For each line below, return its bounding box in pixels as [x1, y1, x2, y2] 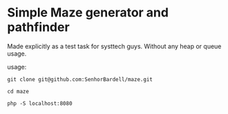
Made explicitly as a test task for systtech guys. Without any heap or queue [7, 42, 222, 50]
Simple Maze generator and [7, 5, 169, 21]
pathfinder [7, 19, 70, 35]
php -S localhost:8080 [7, 100, 73, 107]
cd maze [7, 88, 30, 95]
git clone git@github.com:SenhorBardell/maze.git [7, 76, 153, 83]
